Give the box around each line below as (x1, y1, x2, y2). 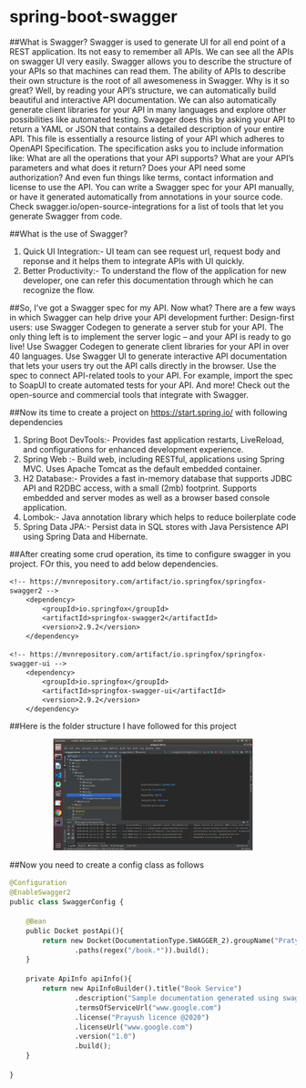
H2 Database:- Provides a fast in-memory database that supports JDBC (22, 473, 293, 483)
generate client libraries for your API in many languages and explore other (9, 104, 287, 115)
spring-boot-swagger (9, 6, 178, 27)
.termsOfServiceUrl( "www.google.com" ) (74, 1003, 222, 1012)
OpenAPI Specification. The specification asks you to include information (9, 143, 284, 154)
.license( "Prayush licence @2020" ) (74, 1012, 209, 1022)
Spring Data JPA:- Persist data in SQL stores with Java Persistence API (22, 521, 289, 532)
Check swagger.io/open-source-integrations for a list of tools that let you (9, 200, 284, 211)
